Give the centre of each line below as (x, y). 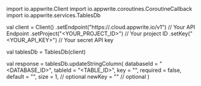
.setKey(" (181, 34)
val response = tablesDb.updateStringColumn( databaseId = (82, 64)
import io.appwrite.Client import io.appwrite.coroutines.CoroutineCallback (99, 9)
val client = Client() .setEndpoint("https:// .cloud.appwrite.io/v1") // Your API (101, 27)
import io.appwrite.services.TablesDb (54, 15)
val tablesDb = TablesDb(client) (46, 52)
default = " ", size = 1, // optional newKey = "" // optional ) (78, 77)
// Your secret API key (86, 40)
